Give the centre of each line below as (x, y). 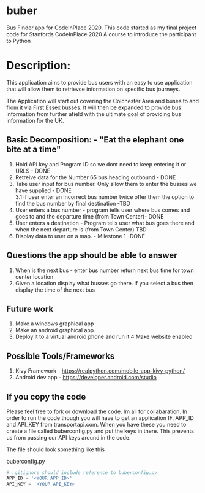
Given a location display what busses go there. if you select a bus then (104, 283)
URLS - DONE (33, 171)
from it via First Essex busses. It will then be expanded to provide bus (94, 107)
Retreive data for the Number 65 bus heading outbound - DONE (95, 177)
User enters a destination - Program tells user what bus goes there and (105, 223)
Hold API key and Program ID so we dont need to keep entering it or (101, 164)
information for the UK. (35, 120)
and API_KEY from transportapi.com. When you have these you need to (96, 424)
